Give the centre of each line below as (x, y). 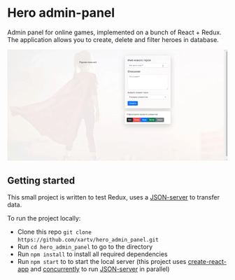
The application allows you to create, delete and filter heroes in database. (113, 39)
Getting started (41, 180)
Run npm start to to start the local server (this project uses (102, 262)
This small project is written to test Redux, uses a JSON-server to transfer (114, 197)
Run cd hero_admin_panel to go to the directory (85, 247)
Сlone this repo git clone (55, 232)
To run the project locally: (44, 218)
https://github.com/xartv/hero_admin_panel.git (88, 240)
